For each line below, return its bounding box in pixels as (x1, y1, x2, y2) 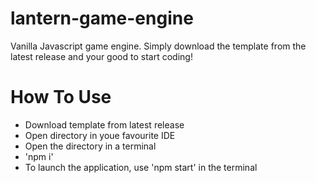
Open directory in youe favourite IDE (24, 129, 176, 141)
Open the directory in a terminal (24, 140, 157, 152)
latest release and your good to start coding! (10, 50, 193, 62)
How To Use (10, 86, 112, 109)
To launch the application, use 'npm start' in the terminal (24, 161, 258, 173)
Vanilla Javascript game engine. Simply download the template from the (10, 40, 307, 52)
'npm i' (24, 150, 54, 162)
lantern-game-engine (10, 7, 194, 30)
